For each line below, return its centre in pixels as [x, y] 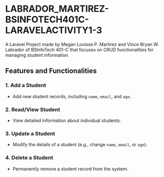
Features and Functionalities [51, 71]
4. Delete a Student [29, 158]
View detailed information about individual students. [67, 120]
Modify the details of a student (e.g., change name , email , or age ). [80, 145]
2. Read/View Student [33, 109]
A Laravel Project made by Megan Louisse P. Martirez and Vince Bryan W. [82, 44]
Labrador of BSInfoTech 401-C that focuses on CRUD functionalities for [79, 50]
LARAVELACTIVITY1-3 [54, 30]
